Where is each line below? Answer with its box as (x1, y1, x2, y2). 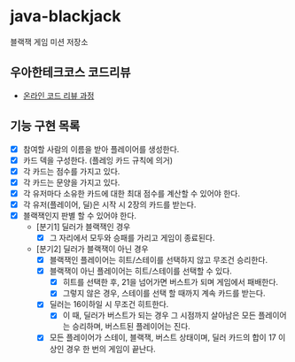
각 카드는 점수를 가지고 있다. (22, 166, 120, 176)
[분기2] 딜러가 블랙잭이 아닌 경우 (35, 243, 149, 254)
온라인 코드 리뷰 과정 (22, 90, 95, 101)
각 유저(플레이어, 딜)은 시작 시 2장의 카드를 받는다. (22, 199, 197, 210)
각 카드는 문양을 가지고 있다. (22, 177, 120, 188)
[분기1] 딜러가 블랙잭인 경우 (35, 221, 131, 232)
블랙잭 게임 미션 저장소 (10, 36, 89, 47)
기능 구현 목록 (10, 119, 81, 134)
